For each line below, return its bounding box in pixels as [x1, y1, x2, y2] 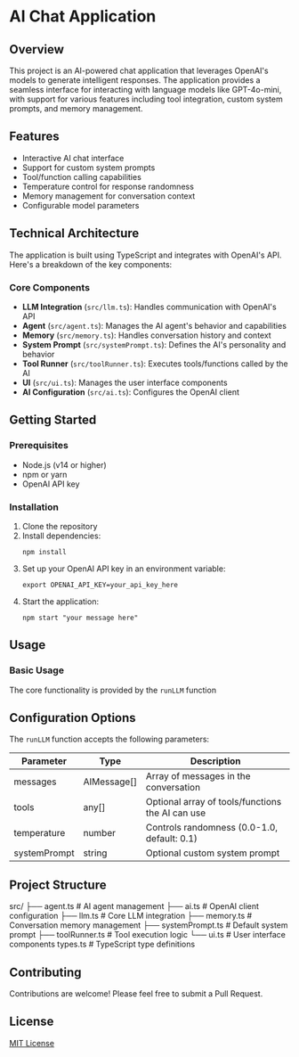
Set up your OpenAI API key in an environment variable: [21, 563, 226, 574]
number [83, 827, 116, 840]
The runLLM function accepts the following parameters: [9, 733, 210, 745]
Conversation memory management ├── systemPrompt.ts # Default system [9, 920, 288, 930]
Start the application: [21, 595, 100, 607]
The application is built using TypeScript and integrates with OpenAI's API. [9, 250, 282, 260]
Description [190, 755, 241, 767]
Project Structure [9, 877, 107, 892]
